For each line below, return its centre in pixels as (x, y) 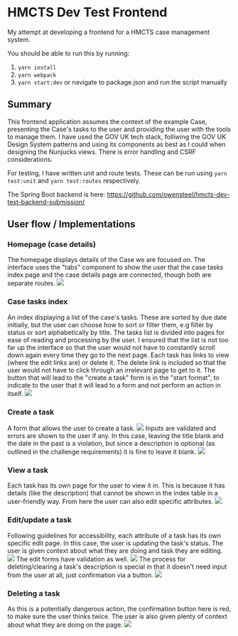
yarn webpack (37, 75)
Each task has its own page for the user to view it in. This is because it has (116, 486)
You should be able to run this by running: (69, 53)
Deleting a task (34, 593)
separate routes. (31, 283)
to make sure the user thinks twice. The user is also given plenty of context (117, 616)
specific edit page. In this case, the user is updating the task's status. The (115, 543)
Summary (29, 105)
